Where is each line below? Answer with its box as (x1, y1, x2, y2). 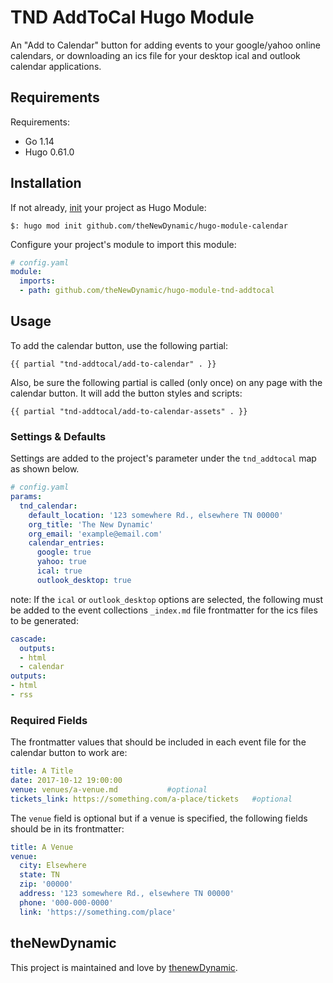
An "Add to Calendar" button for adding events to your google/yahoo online (10, 39, 321, 51)
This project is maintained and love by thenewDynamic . (10, 961, 238, 973)
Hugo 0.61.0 (24, 146, 75, 158)
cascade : (10, 634, 47, 644)
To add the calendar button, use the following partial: (10, 339, 228, 351)
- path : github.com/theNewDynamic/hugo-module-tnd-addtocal (19, 286, 275, 296)
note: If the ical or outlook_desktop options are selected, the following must (10, 593, 323, 605)
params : (10, 492, 43, 502)
